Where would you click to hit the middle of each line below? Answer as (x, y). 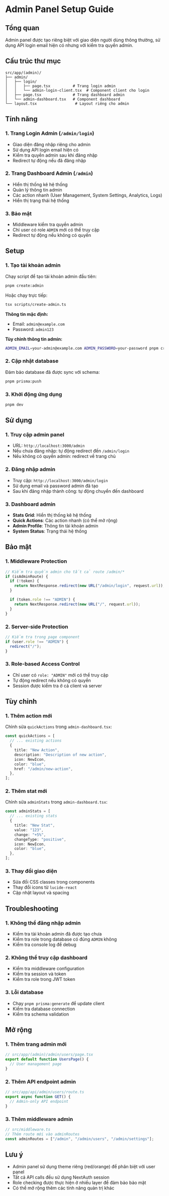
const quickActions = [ (30, 736)
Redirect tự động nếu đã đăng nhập (49, 160)
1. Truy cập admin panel (35, 435)
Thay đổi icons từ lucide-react (45, 887)
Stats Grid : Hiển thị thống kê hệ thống (52, 515)
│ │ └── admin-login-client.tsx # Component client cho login (77, 90)
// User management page (36, 1064)
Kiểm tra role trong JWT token (44, 979)
